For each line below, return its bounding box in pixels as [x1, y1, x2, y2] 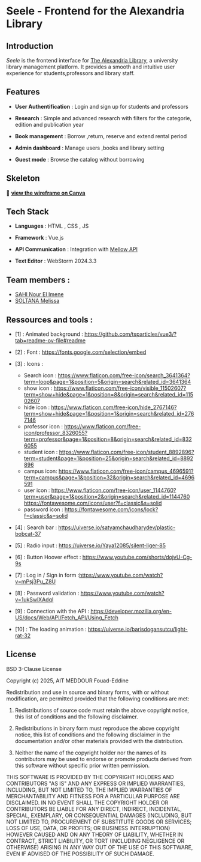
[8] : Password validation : [14, 590, 80, 597]
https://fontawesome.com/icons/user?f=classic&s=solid [23, 500, 162, 507]
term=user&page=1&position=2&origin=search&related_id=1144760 [23, 493, 190, 500]
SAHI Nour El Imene [14, 291, 64, 298]
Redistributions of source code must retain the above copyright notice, [14, 706, 190, 714]
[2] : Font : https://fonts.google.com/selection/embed [14, 348, 147, 356]
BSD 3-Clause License [6, 665, 62, 672]
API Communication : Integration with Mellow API [14, 246, 138, 253]
